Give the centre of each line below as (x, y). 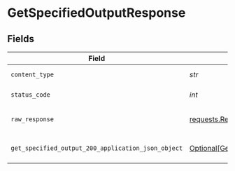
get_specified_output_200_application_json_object (97, 148)
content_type (33, 75)
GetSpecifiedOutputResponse (97, 13)
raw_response (33, 119)
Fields (21, 39)
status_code (31, 95)
